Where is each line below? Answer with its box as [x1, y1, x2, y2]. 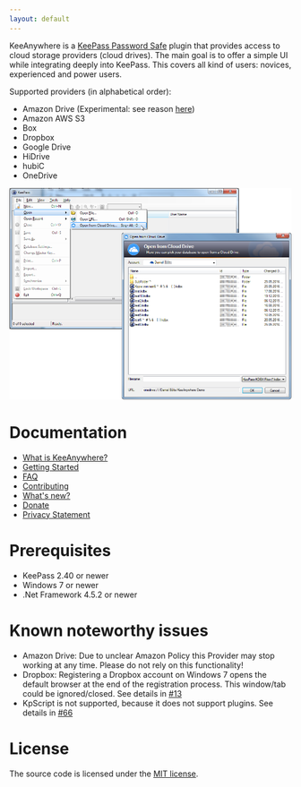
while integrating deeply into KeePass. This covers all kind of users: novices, [9, 59, 292, 70]
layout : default [9, 14, 70, 23]
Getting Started [21, 461, 79, 472]
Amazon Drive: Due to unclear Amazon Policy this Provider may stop [21, 650, 275, 661]
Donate [21, 500, 50, 510]
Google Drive [21, 141, 72, 152]
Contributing [21, 480, 69, 492]
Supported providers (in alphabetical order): [9, 86, 172, 97]
